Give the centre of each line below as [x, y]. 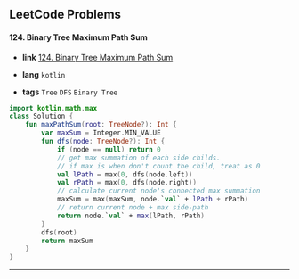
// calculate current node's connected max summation [158, 191]
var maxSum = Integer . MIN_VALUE [101, 133]
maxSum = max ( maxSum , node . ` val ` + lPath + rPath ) [153, 200]
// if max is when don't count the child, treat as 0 [158, 166]
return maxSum [67, 241]
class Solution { [41, 116]
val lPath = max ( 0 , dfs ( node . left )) [125, 174]
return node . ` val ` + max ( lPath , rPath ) [130, 216]
